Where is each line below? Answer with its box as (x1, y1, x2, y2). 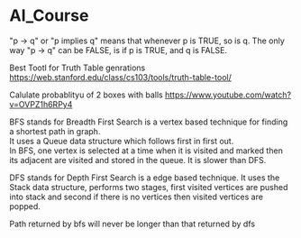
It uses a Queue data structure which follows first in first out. (9, 135, 234, 146)
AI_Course (9, 5, 89, 26)
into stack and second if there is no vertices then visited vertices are (9, 191, 264, 202)
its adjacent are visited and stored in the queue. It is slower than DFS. (9, 154, 267, 165)
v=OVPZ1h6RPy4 (9, 98, 73, 109)
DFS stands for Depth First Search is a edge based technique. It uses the (9, 172, 280, 183)
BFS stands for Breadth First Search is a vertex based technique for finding (9, 116, 288, 127)
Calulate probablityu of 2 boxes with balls (9, 89, 164, 100)
